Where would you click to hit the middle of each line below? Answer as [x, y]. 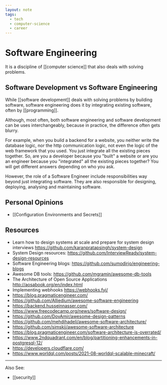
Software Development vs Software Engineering [81, 88]
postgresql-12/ [27, 343]
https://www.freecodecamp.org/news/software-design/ [69, 311]
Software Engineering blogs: [42, 263]
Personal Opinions [34, 202]
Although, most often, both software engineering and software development [83, 120]
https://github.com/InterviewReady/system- [112, 253]
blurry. [12, 130]
